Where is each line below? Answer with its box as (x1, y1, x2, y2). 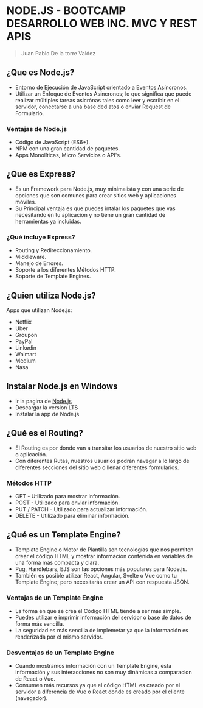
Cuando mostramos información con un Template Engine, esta (15, 662, 172, 670)
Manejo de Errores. (15, 260, 64, 267)
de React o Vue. (15, 675, 56, 682)
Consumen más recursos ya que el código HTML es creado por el (15, 682, 181, 689)
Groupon (15, 331, 38, 338)
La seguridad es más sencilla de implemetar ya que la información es (15, 627, 188, 634)
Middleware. (15, 253, 47, 261)
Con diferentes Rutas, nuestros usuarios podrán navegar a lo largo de (15, 457, 190, 464)
